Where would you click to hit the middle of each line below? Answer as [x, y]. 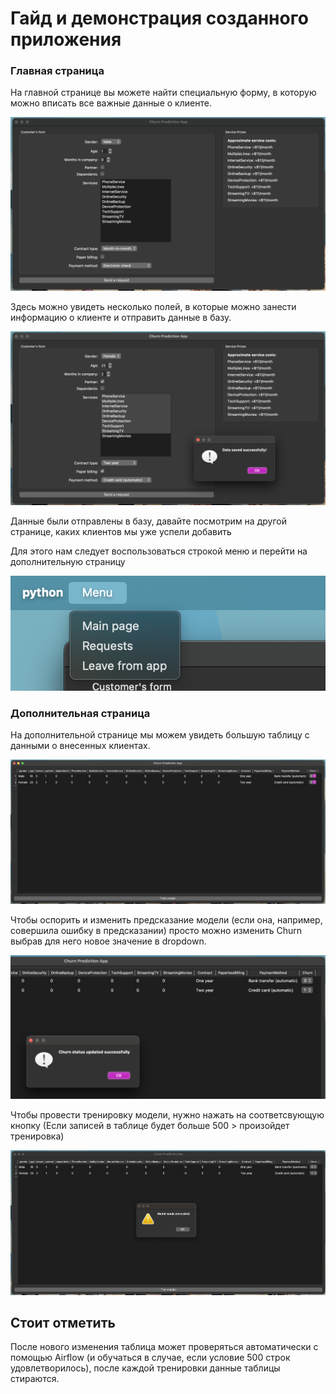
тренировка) [37, 1136]
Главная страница [57, 71]
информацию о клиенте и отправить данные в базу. [121, 318]
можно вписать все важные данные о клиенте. [111, 103]
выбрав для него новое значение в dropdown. [108, 941]
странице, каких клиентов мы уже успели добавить [121, 531]
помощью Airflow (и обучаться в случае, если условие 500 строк [150, 1358]
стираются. [35, 1379]
